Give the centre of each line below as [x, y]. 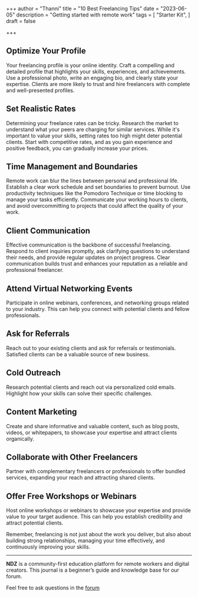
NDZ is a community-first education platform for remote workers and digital [98, 564]
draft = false [21, 21]
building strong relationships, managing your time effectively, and [85, 541]
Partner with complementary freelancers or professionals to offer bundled [96, 471]
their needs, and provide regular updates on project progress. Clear [88, 258]
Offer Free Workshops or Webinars [72, 496]
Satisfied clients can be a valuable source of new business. [78, 354]
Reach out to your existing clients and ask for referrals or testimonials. [91, 348]
